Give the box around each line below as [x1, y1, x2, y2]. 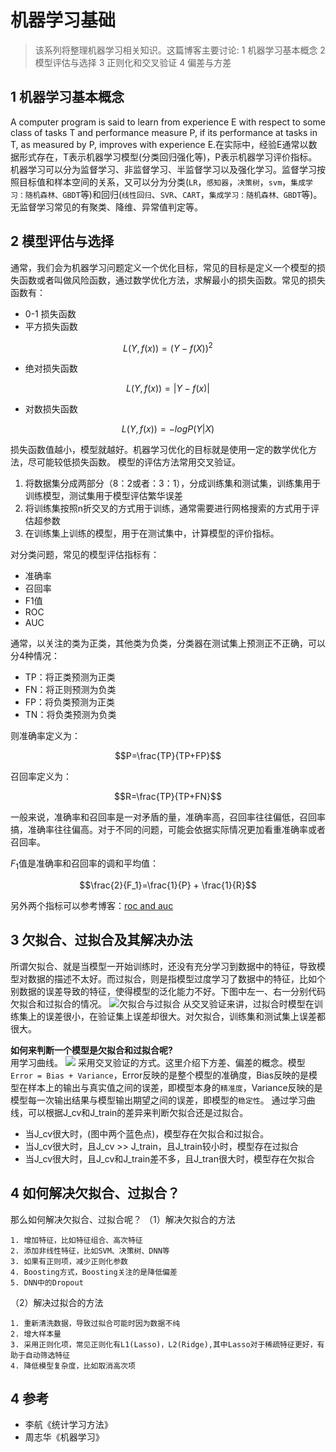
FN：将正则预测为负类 [24, 684, 117, 696]
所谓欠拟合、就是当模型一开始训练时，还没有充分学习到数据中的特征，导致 [10, 960, 317, 972]
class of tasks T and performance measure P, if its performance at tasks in [10, 126, 318, 138]
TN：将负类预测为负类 [24, 709, 117, 721]
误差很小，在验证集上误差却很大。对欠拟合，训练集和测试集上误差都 [44, 1010, 326, 1022]
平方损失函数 [24, 320, 78, 332]
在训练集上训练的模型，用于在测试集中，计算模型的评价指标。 [24, 527, 280, 540]
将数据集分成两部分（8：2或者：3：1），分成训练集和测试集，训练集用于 [24, 477, 322, 490]
